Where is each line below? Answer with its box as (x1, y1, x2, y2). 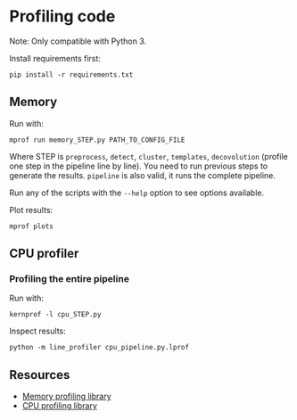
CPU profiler (9, 246, 79, 261)
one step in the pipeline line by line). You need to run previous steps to (9, 161, 268, 171)
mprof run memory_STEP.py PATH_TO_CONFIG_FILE (9, 136, 186, 144)
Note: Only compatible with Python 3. (9, 36, 147, 46)
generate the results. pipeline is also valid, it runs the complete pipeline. (9, 169, 276, 180)
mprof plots (9, 221, 54, 231)
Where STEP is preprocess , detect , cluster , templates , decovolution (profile (9, 151, 288, 161)
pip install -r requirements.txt (9, 70, 134, 79)
